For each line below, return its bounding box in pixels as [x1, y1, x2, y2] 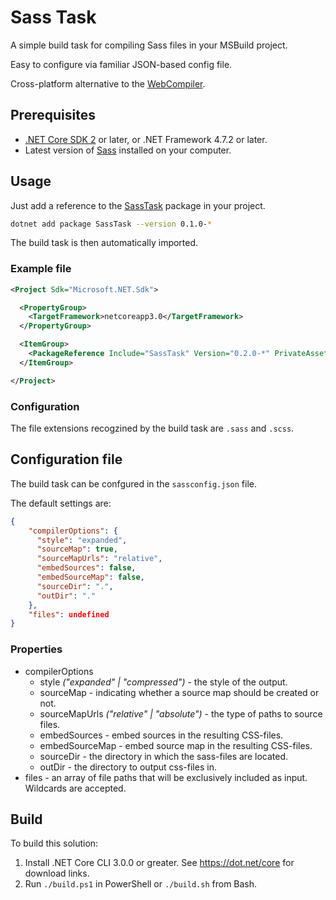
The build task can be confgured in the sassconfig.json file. [10, 477, 258, 490]
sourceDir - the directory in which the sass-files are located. [39, 750, 288, 762]
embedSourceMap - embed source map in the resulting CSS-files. [39, 739, 313, 751]
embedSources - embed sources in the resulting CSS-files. [39, 729, 284, 741]
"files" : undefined [28, 609, 110, 620]
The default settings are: [10, 497, 112, 509]
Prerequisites [10, 107, 96, 124]
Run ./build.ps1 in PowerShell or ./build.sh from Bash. [24, 878, 258, 890]
